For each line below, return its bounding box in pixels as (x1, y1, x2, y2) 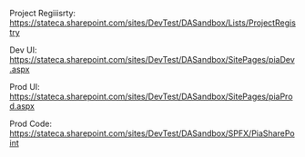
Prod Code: (9, 118, 53, 129)
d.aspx (9, 101, 35, 112)
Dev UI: (9, 44, 38, 55)
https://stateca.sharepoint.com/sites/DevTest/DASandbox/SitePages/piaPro (9, 91, 293, 102)
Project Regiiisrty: (9, 8, 76, 18)
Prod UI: (9, 82, 41, 92)
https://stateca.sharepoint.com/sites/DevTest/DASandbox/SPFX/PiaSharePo (9, 128, 295, 139)
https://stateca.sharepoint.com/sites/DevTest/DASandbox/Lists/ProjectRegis (9, 17, 296, 28)
